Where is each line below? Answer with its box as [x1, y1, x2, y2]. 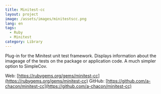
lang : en [5, 21, 23, 26]
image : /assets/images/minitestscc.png [5, 16, 87, 21]
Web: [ [5, 72, 19, 79]
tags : [5, 26, 16, 31]
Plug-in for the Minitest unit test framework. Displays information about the [5, 53, 157, 59]
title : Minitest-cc [5, 7, 45, 12]
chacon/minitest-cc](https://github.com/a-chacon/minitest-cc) [5, 83, 132, 89]
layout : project [5, 12, 38, 17]
